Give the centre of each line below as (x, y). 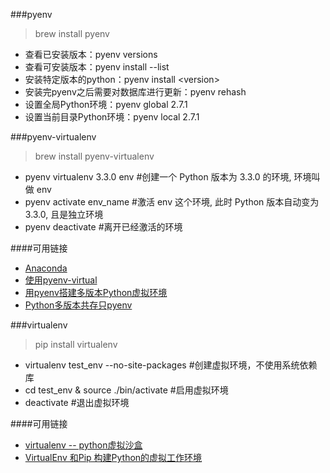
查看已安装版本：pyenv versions (91, 54)
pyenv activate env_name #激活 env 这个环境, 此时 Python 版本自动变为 (172, 202)
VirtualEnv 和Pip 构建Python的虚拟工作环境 (113, 457)
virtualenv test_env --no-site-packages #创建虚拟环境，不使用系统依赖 (171, 365)
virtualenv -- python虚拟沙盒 (83, 445)
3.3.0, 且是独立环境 (64, 214)
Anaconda (46, 268)
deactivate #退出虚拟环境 (77, 402)
